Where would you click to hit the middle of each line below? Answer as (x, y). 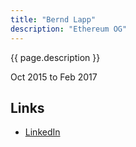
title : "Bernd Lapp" (53, 19)
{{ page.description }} (55, 57)
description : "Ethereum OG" (69, 29)
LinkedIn (42, 132)
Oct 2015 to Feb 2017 (54, 77)
